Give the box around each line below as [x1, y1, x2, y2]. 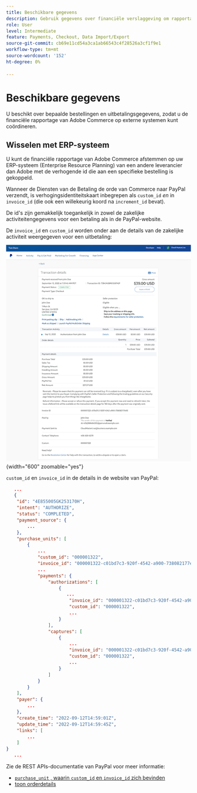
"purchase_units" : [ [16, 536, 67, 542]
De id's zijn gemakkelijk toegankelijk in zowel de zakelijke [6, 209, 145, 216]
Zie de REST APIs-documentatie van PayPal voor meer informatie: [6, 763, 165, 770]
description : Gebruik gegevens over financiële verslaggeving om [6, 15, 169, 22]
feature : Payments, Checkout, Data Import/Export [6, 34, 130, 40]
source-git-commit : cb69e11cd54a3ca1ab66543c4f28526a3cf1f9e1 [6, 40, 161, 46]
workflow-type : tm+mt [6, 47, 59, 53]
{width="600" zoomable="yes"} [6, 463, 84, 470]
